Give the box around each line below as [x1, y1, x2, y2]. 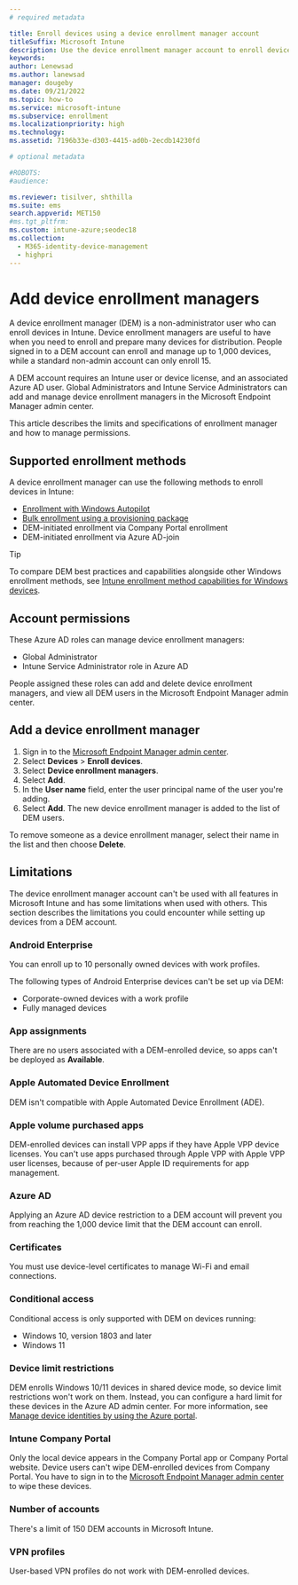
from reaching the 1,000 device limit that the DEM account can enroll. [9, 1219, 263, 1230]
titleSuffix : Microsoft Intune [9, 37, 125, 46]
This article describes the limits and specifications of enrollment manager [9, 418, 278, 429]
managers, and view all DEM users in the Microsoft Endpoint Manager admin [9, 688, 289, 698]
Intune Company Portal [9, 1432, 111, 1445]
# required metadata [9, 12, 86, 22]
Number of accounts [9, 1503, 100, 1516]
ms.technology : [9, 128, 66, 138]
